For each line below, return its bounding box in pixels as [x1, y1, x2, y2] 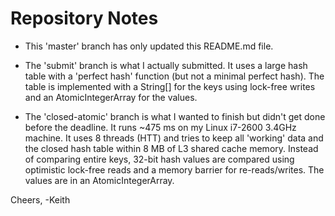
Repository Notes [10, 7, 159, 30]
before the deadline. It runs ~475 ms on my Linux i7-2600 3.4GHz [24, 121, 297, 133]
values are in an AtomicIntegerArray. [24, 174, 175, 186]
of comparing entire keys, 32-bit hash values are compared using [24, 153, 295, 165]
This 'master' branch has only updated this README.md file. [24, 40, 274, 52]
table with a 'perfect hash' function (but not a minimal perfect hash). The [24, 70, 325, 82]
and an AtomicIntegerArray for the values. [24, 91, 198, 103]
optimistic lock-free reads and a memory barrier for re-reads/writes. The [24, 163, 325, 176]
